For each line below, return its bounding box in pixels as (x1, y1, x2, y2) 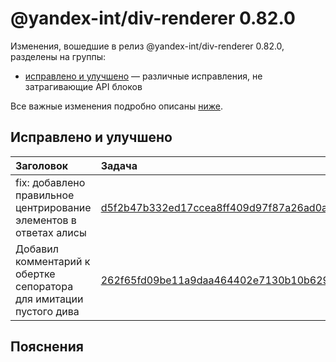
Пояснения (10, 338, 84, 356)
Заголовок (15, 158, 69, 172)
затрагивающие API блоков (24, 80, 143, 92)
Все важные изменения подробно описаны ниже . (10, 100, 223, 112)
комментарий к (15, 254, 91, 268)
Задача (100, 158, 138, 172)
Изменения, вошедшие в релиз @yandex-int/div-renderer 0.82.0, (10, 40, 285, 52)
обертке (15, 267, 56, 281)
